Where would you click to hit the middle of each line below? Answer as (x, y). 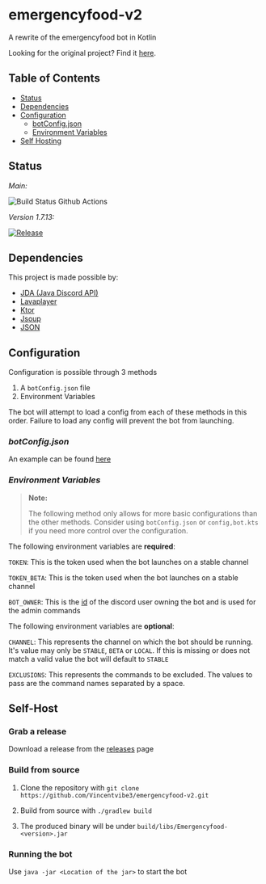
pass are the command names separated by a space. (97, 683)
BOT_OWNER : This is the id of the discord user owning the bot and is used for (132, 602)
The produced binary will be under (78, 826)
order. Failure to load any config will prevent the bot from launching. (121, 421)
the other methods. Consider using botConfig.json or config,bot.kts (143, 522)
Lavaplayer (38, 301)
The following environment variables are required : (92, 546)
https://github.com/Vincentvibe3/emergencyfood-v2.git (114, 795)
